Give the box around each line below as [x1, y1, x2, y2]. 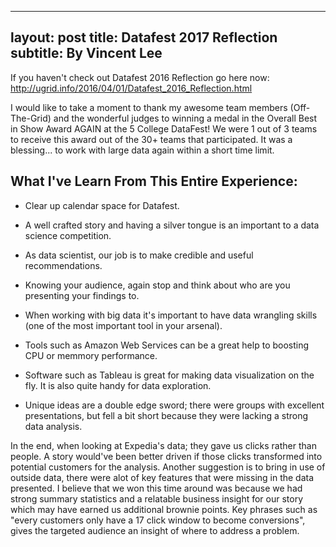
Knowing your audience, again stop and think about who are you [24, 279, 291, 291]
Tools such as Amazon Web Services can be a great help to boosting [24, 339, 310, 351]
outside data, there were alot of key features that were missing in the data [10, 471, 315, 483]
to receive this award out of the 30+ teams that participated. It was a [10, 133, 293, 145]
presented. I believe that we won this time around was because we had [10, 482, 303, 494]
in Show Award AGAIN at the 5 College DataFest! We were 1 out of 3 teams [10, 122, 318, 135]
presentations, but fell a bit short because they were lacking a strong [24, 409, 309, 421]
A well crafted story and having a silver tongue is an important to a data [24, 219, 320, 231]
